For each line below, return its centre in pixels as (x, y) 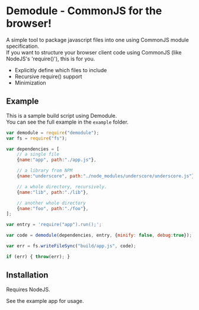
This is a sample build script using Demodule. (62, 115)
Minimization (30, 83)
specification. (23, 46)
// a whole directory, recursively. (62, 187)
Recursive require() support (48, 76)
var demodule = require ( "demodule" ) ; (53, 133)
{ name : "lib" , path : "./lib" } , (53, 192)
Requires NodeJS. (28, 289)
